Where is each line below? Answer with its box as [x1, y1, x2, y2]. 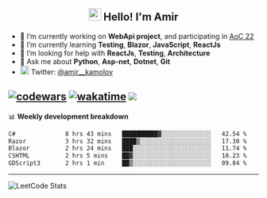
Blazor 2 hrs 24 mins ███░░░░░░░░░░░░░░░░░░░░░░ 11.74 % [8, 144, 247, 153]
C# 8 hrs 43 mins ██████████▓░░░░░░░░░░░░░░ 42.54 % [8, 130, 247, 138]
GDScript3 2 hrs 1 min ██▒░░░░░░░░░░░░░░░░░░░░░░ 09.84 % [8, 159, 247, 167]
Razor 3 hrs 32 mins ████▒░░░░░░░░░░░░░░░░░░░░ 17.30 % [8, 137, 247, 145]
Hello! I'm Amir [103, 10, 179, 24]
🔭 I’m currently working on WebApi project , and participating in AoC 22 [19, 31, 254, 40]
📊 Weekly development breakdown [8, 112, 129, 121]
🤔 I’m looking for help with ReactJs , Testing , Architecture [19, 48, 211, 58]
